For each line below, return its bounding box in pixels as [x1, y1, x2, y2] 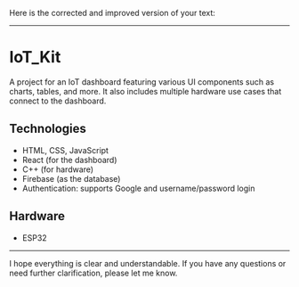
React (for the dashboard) [21, 154, 117, 165]
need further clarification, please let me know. [9, 267, 178, 278]
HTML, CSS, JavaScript [21, 144, 109, 155]
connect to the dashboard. [9, 95, 107, 106]
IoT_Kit [9, 47, 61, 68]
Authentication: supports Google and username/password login [21, 183, 255, 193]
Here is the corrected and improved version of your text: [9, 8, 216, 18]
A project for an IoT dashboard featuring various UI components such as [9, 76, 274, 87]
